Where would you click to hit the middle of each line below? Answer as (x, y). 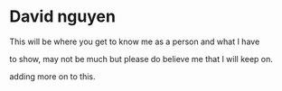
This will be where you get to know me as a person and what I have (135, 41)
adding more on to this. (53, 76)
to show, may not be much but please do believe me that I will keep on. (141, 59)
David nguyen (62, 17)
